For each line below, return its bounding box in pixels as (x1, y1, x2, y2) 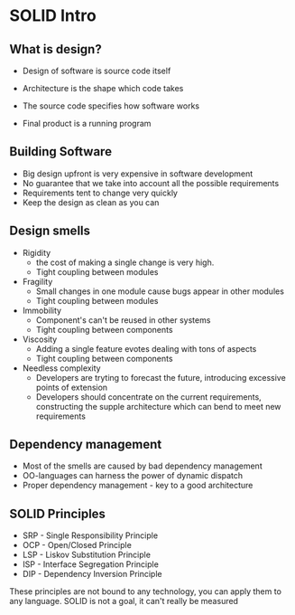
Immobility (22, 305, 61, 316)
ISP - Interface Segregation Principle (22, 559, 160, 570)
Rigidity (22, 247, 51, 258)
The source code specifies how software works (22, 100, 200, 111)
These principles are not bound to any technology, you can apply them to (9, 586, 282, 597)
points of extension (35, 382, 108, 393)
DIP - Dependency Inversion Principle (22, 569, 162, 580)
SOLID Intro (9, 5, 97, 26)
